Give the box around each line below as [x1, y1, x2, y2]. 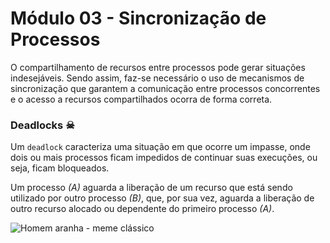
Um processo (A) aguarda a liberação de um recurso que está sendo [10, 182, 293, 194]
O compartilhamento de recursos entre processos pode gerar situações [10, 61, 306, 73]
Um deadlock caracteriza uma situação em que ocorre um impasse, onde [10, 141, 311, 153]
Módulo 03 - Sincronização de [10, 7, 267, 30]
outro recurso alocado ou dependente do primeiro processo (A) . [10, 203, 275, 215]
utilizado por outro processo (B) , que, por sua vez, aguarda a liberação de [10, 192, 315, 204]
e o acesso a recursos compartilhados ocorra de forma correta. [10, 93, 273, 105]
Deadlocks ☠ [10, 118, 75, 132]
